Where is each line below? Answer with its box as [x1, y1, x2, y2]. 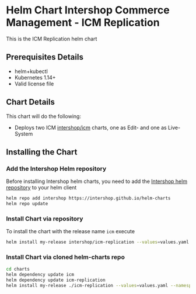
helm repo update [6, 201, 48, 207]
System [14, 130, 33, 137]
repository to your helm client [6, 184, 77, 191]
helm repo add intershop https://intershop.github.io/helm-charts [6, 195, 171, 202]
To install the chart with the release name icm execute [6, 228, 135, 235]
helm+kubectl [14, 68, 48, 75]
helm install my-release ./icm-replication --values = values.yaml [6, 283, 168, 289]
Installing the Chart [6, 147, 78, 157]
